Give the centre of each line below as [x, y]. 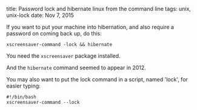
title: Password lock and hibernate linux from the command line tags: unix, [98, 9]
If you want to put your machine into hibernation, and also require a [90, 27]
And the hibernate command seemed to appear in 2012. [76, 67]
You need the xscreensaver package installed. [63, 56]
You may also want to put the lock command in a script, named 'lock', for [97, 79]
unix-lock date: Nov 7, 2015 [40, 15]
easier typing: [23, 86]
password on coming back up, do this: [54, 33]
